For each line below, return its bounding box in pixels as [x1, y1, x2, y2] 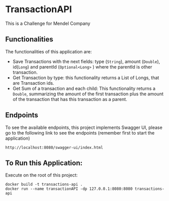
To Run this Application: [5, 158, 83, 167]
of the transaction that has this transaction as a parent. [12, 96, 127, 102]
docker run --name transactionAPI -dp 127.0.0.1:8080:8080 [5, 186, 133, 191]
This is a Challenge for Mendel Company [5, 20, 90, 26]
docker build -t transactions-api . [5, 182, 83, 187]
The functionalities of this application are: [5, 48, 92, 54]
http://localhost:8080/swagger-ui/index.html [5, 145, 103, 150]
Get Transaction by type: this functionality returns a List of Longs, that [12, 75, 159, 81]
